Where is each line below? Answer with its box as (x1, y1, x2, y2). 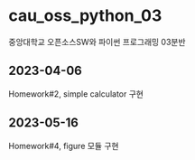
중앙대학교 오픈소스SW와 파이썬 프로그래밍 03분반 (8, 36, 186, 47)
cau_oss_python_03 (8, 5, 162, 26)
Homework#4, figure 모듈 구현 (8, 140, 119, 151)
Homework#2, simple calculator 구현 (8, 88, 144, 99)
